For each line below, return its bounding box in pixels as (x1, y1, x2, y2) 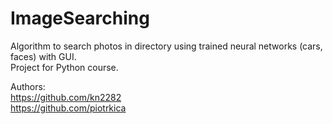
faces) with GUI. (10, 50, 77, 62)
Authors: (10, 80, 46, 92)
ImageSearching (10, 7, 150, 30)
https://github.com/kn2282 (10, 91, 122, 103)
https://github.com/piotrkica (10, 102, 127, 114)
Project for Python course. (10, 61, 119, 73)
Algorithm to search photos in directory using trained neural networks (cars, (10, 40, 323, 52)
